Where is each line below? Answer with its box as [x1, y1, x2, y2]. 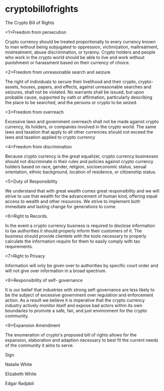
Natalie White [5, 361, 32, 367]
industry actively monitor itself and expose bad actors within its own [5, 302, 143, 308]
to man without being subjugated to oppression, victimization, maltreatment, [5, 44, 159, 50]
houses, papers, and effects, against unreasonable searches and [20, 84, 152, 89]
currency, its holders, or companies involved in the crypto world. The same [5, 124, 157, 130]
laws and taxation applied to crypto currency [5, 134, 95, 140]
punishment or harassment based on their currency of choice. [5, 59, 130, 65]
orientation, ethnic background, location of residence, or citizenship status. [5, 168, 157, 175]
